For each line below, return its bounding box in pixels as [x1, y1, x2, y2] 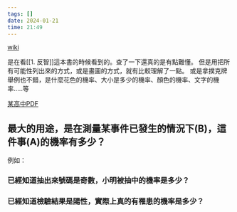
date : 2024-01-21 [7, 17, 59, 24]
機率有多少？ [49, 136, 106, 148]
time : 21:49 [7, 23, 43, 31]
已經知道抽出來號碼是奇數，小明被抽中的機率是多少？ [7, 176, 190, 186]
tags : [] [7, 10, 33, 18]
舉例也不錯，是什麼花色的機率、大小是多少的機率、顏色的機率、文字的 [7, 75, 214, 84]
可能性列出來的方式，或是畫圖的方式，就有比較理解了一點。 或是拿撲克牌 [13, 67, 228, 75]
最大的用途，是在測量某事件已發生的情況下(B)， [7, 122, 217, 134]
